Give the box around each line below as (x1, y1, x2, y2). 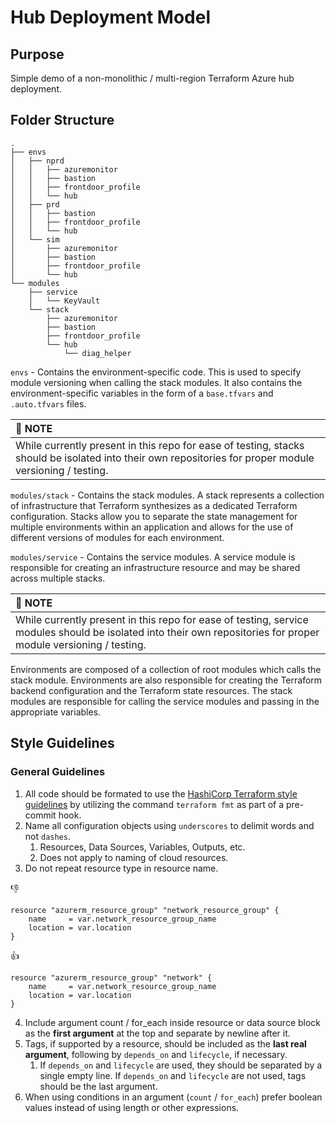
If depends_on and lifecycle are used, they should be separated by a (39, 1059, 323, 1071)
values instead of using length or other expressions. (24, 1101, 240, 1113)
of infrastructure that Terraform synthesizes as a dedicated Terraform (10, 499, 298, 511)
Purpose (10, 46, 65, 63)
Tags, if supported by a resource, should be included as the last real (24, 1037, 307, 1050)
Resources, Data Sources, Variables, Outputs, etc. (39, 841, 246, 853)
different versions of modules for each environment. (10, 531, 225, 543)
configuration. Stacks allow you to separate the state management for (10, 510, 298, 522)
